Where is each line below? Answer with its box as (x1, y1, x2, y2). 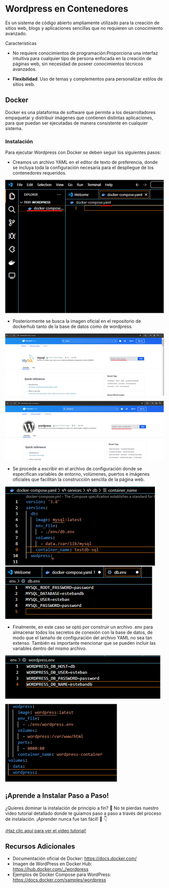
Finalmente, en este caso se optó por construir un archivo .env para (12, 624, 153, 630)
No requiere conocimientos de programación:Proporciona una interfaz (12, 50, 158, 56)
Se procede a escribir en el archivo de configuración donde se (12, 465, 142, 472)
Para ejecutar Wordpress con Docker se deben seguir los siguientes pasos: (5, 149, 161, 155)
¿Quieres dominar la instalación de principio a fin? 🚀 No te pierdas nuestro (5, 805, 159, 811)
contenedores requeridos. (12, 170, 67, 176)
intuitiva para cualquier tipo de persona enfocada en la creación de (12, 55, 152, 61)
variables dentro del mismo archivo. (12, 645, 87, 651)
